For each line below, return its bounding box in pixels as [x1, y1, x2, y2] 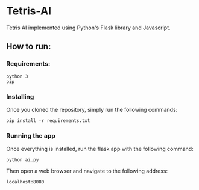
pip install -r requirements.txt [6, 117, 90, 124]
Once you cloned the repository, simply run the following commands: [6, 106, 178, 113]
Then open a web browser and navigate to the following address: [6, 167, 168, 175]
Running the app [6, 131, 56, 139]
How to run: [6, 41, 51, 52]
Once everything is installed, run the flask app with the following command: [6, 146, 194, 153]
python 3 [6, 73, 28, 79]
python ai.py [6, 157, 39, 163]
